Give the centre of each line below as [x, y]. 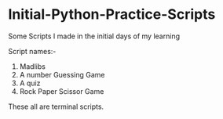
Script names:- [32, 51]
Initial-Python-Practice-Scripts [112, 14]
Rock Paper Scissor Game [62, 91]
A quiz [30, 83]
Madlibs [32, 66]
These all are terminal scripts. [56, 106]
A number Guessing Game [62, 74]
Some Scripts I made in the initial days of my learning [94, 36]
